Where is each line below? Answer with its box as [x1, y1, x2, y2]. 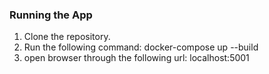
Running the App [9, 8, 93, 22]
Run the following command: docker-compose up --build [23, 41, 259, 53]
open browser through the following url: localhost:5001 [23, 52, 250, 64]
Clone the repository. [23, 31, 111, 43]
